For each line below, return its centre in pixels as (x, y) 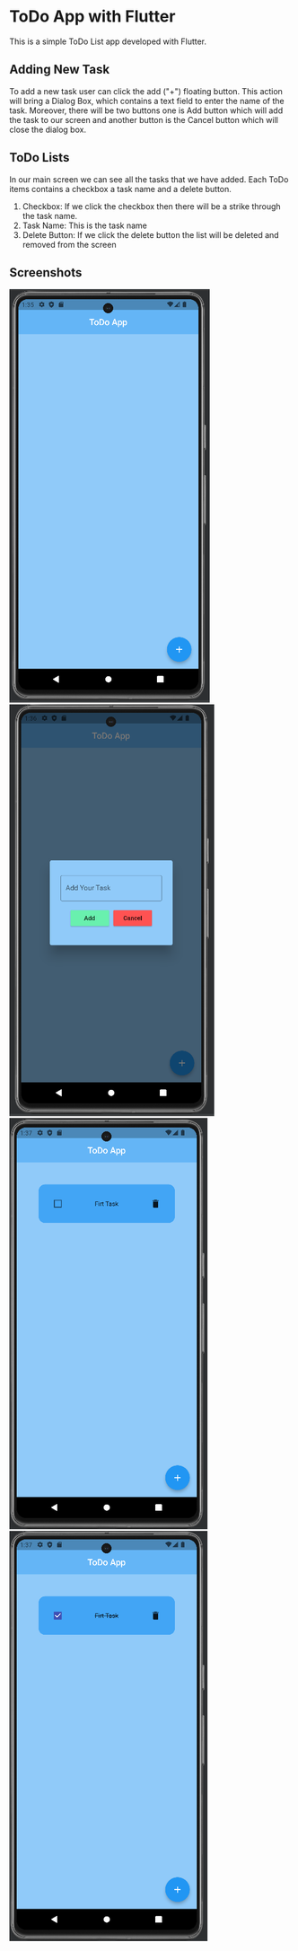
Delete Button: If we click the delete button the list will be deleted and (151, 234)
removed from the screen (69, 244)
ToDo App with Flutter (92, 17)
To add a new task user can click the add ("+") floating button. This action (146, 91)
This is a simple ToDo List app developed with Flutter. (108, 41)
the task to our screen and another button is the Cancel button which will (144, 119)
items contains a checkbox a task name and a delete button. (120, 189)
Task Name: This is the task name (85, 225)
